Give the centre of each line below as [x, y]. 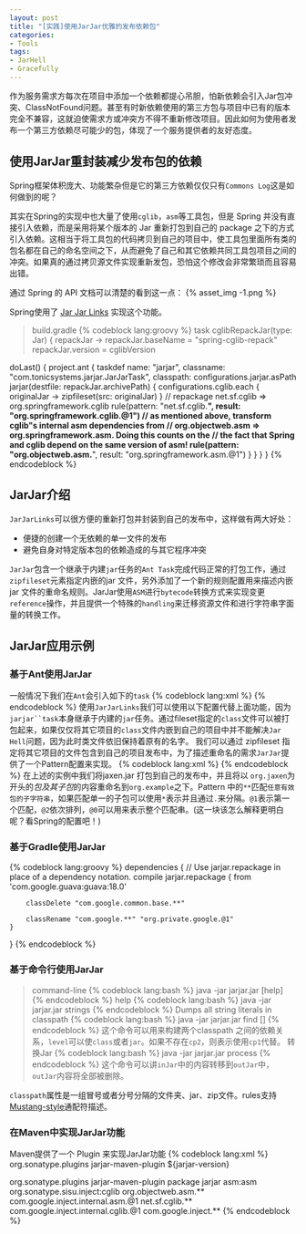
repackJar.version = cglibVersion [94, 349]
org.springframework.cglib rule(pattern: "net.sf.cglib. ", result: [125, 406]
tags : [20, 52]
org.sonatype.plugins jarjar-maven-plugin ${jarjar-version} [120, 1165]
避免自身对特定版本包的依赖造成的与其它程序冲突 [114, 549]
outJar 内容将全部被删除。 [80, 1075]
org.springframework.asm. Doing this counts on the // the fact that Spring [152, 435]
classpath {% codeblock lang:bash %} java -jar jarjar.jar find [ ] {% [155, 1019]
